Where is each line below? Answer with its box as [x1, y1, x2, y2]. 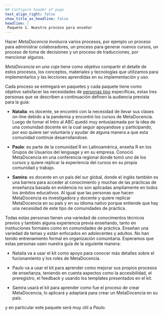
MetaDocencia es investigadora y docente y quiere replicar [12, 195, 131, 201]
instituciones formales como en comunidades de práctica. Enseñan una [5, 225, 148, 231]
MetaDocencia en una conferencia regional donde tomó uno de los [12, 154, 146, 160]
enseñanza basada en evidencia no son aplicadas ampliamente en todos [12, 185, 158, 190]
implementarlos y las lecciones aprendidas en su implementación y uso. [5, 74, 149, 80]
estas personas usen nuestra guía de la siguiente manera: [5, 241, 121, 247]
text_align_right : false [5, 12, 55, 17]
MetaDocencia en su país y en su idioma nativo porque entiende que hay [12, 200, 159, 206]
